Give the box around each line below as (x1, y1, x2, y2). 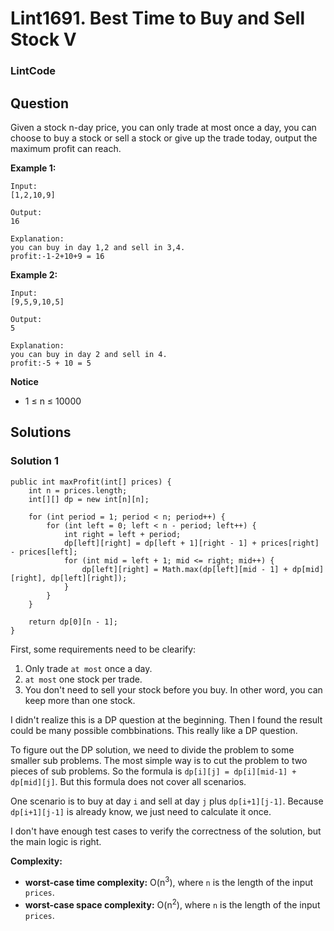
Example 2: (10, 268, 58, 281)
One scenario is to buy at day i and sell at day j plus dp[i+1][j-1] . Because (10, 795, 324, 807)
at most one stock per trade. (24, 673, 143, 685)
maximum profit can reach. (10, 142, 122, 154)
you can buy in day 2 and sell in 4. (10, 349, 168, 359)
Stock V (10, 28, 77, 51)
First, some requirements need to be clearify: (10, 643, 197, 655)
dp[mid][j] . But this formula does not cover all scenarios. (10, 775, 247, 787)
